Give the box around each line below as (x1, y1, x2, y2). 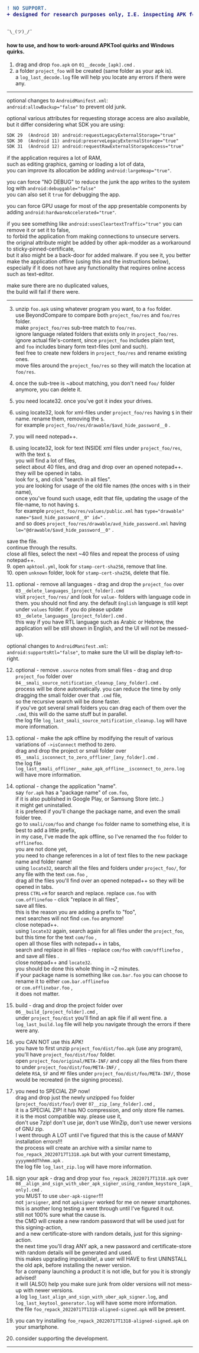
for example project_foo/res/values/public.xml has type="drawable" (15, 507, 185, 514)
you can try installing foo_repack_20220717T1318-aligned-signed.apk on (15, 1317, 190, 1324)
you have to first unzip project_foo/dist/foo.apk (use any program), (15, 1045, 182, 1052)
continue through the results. (6, 544, 77, 551)
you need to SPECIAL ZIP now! (15, 1087, 90, 1094)
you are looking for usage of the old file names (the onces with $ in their (15, 482, 191, 489)
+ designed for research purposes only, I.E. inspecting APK (6, 11, 187, 18)
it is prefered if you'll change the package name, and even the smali (15, 808, 181, 815)
